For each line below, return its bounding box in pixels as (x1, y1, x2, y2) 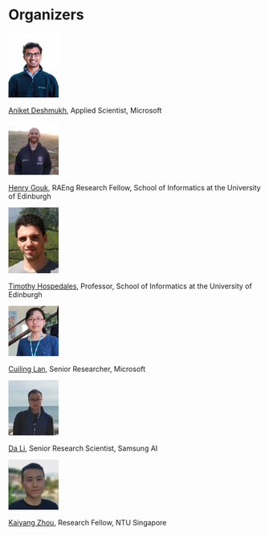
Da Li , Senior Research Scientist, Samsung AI (8, 443, 158, 453)
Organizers (8, 6, 84, 24)
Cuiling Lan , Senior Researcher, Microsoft (8, 364, 146, 374)
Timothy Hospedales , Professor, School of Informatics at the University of (8, 281, 253, 291)
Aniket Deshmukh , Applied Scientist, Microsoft (8, 105, 162, 115)
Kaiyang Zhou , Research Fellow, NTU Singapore (8, 517, 167, 527)
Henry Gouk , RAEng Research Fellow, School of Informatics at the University (8, 182, 261, 192)
